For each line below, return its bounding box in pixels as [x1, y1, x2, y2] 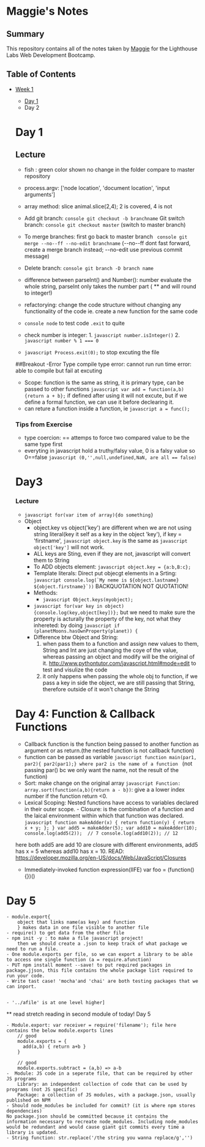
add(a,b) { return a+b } [22, 1043, 86, 1050]
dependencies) [6, 1108, 43, 1115]
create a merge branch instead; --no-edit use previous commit [24, 246, 182, 253]
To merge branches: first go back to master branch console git [24, 233, 188, 240]
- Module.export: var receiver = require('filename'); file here [6, 1022, 176, 1029]
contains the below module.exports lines [6, 1028, 114, 1034]
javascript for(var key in [33, 603, 103, 609]
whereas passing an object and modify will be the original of [42, 653, 195, 660]
